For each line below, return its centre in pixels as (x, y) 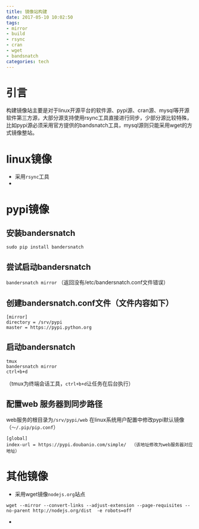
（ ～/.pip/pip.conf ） (32, 427)
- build (16, 34)
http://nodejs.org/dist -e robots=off (82, 511)
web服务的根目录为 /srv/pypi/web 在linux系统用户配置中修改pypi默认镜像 (95, 419)
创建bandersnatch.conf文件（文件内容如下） (90, 303)
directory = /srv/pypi (34, 322)
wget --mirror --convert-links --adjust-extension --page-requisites (94, 505)
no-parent (18, 511)
